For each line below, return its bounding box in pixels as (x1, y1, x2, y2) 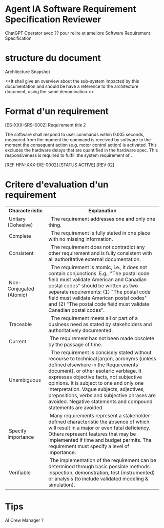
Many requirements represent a (49, 412, 122, 419)
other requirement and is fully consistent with (48, 250, 152, 256)
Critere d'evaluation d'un (5, 179, 109, 190)
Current (9, 338, 27, 345)
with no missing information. (48, 235, 113, 242)
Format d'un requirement (5, 106, 109, 117)
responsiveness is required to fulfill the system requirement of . (5, 152, 133, 158)
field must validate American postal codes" (48, 294, 147, 301)
